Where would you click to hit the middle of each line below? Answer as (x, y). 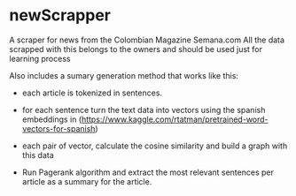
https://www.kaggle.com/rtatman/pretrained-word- (175, 119)
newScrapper (60, 15)
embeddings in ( (52, 119)
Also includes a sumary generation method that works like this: (124, 75)
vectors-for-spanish (58, 128)
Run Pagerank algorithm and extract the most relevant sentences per (148, 172)
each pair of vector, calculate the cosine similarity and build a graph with (155, 146)
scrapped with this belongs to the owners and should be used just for (136, 49)
